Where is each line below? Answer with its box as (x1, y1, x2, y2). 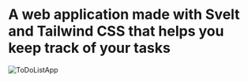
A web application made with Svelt (8, 6, 240, 24)
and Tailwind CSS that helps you (8, 22, 224, 40)
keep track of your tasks (8, 39, 171, 57)
